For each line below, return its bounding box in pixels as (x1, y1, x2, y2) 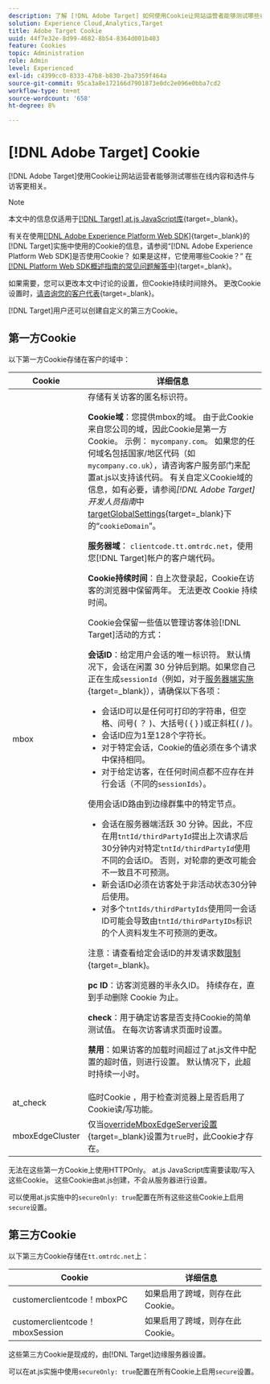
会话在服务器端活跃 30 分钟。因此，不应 (101, 818, 253, 829)
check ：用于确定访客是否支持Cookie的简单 (88, 1012, 252, 1023)
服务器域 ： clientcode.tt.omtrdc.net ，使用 (88, 540, 253, 551)
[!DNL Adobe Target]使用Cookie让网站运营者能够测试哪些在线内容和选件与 (8, 171, 256, 181)
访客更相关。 (8, 181, 51, 191)
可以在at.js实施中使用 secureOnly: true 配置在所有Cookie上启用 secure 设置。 (8, 1366, 259, 1376)
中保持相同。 (101, 754, 150, 765)
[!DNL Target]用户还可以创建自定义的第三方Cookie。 (8, 305, 182, 315)
